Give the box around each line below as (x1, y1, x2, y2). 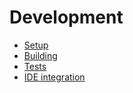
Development (9, 6, 124, 29)
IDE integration (23, 71, 86, 83)
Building (23, 49, 58, 61)
